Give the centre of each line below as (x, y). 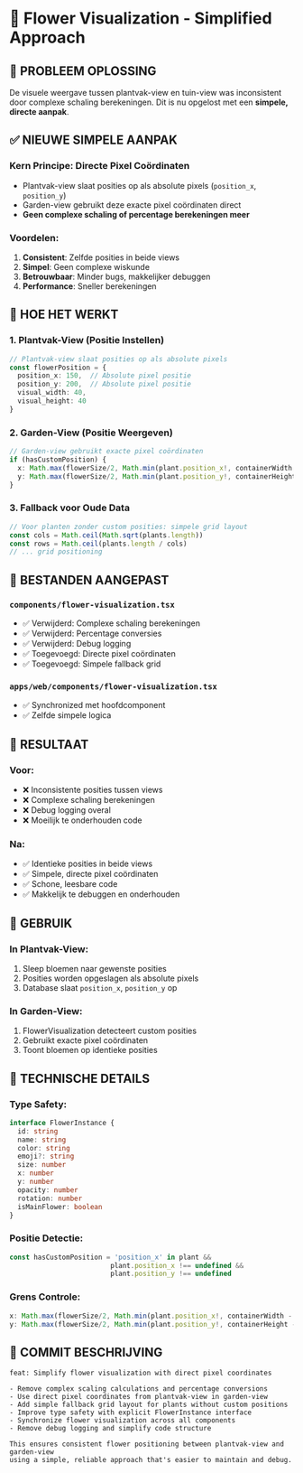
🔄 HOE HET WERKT (64, 315)
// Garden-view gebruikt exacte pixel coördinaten (106, 452)
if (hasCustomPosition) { (58, 460)
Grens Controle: (45, 1297)
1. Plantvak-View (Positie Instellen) (87, 340)
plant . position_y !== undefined (170, 1274)
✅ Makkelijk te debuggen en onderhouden (101, 894)
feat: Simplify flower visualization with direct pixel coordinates (141, 1373)
